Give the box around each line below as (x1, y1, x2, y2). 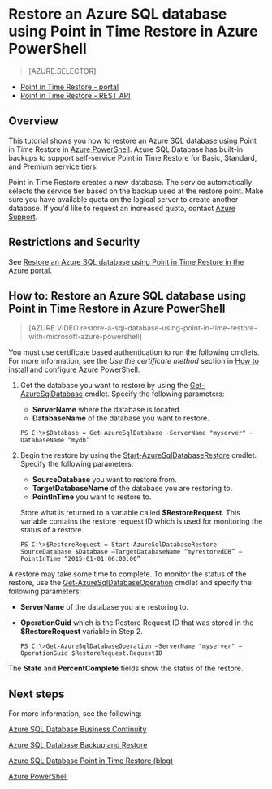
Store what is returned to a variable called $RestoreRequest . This (19, 508, 241, 518)
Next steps (8, 687, 65, 701)
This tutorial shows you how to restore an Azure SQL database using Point (8, 136, 257, 145)
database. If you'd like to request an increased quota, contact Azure (8, 203, 236, 213)
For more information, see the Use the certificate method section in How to (8, 356, 260, 366)
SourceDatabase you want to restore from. (32, 475, 177, 485)
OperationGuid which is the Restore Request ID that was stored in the (19, 618, 254, 627)
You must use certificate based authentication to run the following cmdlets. (8, 347, 260, 357)
